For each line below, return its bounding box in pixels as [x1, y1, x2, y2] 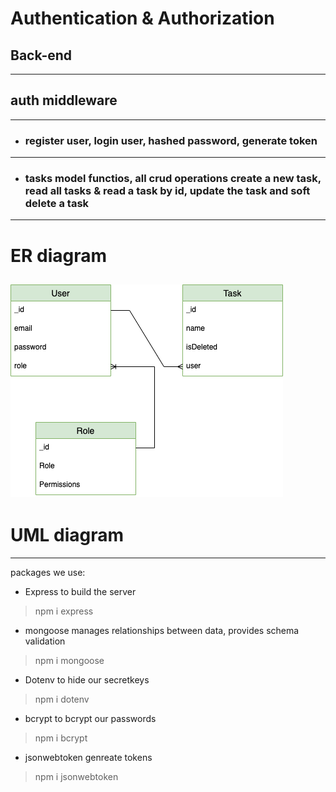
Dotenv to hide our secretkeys [24, 673, 150, 686]
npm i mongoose [34, 654, 105, 666]
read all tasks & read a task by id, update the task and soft [24, 184, 311, 198]
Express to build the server [24, 585, 137, 597]
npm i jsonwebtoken [34, 770, 119, 782]
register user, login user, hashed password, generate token [24, 133, 318, 147]
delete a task [24, 197, 90, 211]
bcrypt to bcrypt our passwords [24, 712, 157, 724]
